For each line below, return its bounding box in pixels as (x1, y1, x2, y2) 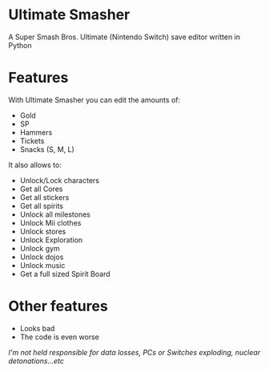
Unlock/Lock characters (19, 175, 100, 185)
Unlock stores (19, 226, 66, 236)
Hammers (19, 127, 53, 137)
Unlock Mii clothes (19, 218, 82, 227)
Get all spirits (19, 201, 64, 210)
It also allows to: (8, 160, 62, 170)
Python (8, 40, 32, 50)
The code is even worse (19, 332, 100, 342)
